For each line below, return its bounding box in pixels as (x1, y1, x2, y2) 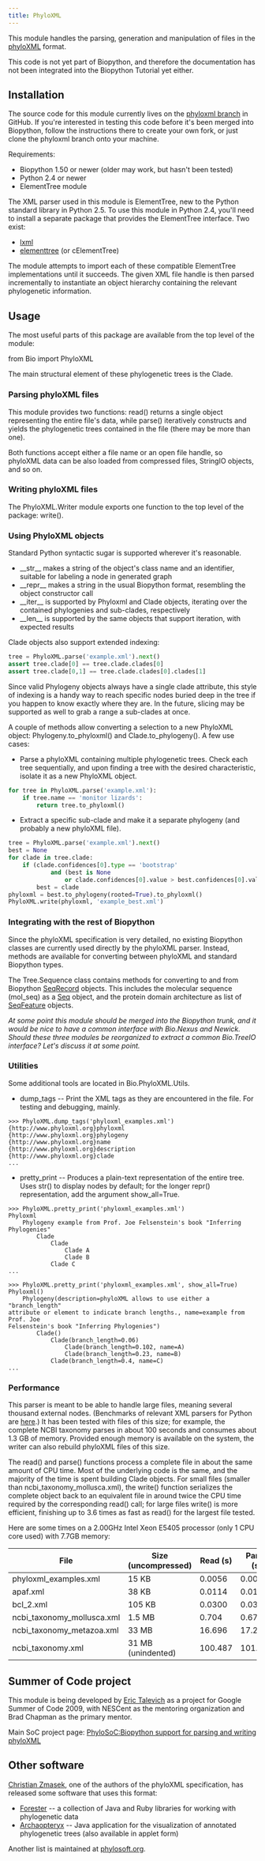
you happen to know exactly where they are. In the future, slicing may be (8, 699, 245, 708)
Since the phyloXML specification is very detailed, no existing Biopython (8, 934, 243, 944)
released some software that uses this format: (8, 1788, 158, 1798)
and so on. (8, 464, 43, 474)
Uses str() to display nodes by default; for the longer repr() (19, 1181, 211, 1190)
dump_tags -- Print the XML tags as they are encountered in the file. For (19, 1094, 254, 1103)
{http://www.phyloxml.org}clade (8, 1151, 114, 1160)
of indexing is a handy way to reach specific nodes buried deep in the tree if (8, 690, 256, 699)
